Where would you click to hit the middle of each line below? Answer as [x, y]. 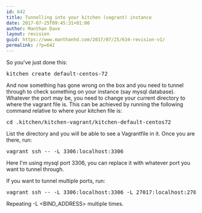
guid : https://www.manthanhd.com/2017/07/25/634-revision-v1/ [86, 40]
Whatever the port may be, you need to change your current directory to [96, 98]
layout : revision [28, 34]
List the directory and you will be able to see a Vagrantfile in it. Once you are [101, 133]
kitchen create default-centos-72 [57, 73]
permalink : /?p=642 [31, 46]
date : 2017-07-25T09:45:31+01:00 [48, 23]
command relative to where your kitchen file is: [64, 110]
